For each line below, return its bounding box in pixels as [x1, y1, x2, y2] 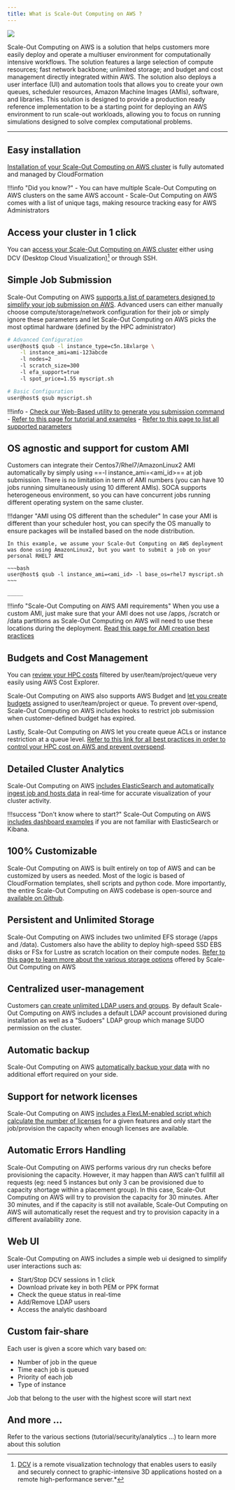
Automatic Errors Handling [7, 1145, 126, 1157]
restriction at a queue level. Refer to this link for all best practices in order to [7, 735, 226, 744]
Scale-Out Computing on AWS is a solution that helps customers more [7, 43, 210, 51]
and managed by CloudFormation [7, 170, 104, 179]
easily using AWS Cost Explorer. [7, 678, 100, 686]
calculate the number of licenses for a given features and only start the [7, 1117, 212, 1125]
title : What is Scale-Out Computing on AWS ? [7, 10, 142, 18]
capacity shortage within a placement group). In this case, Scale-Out [7, 1185, 206, 1194]
